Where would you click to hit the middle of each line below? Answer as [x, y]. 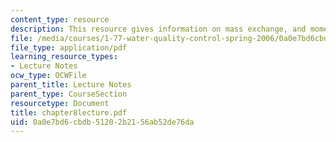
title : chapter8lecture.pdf [69, 112]
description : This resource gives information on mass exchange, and [158, 29]
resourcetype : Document [60, 103]
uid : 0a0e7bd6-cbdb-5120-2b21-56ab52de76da [102, 122]
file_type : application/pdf [69, 47]
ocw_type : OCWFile [48, 76]
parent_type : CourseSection [69, 94]
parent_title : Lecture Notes [71, 85]
